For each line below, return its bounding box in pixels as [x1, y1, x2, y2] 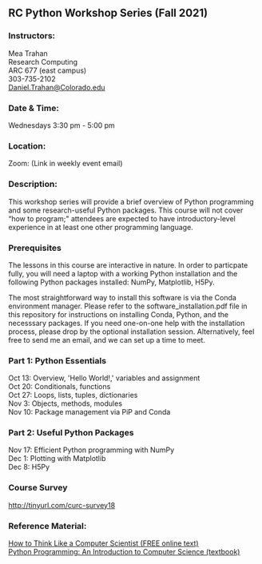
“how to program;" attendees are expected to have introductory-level [8, 213, 236, 223]
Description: [8, 179, 58, 190]
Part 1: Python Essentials [8, 355, 106, 366]
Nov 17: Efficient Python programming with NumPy [8, 445, 175, 455]
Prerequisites [8, 242, 62, 253]
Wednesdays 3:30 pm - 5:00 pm [8, 120, 116, 130]
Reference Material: [8, 520, 87, 531]
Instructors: [8, 30, 56, 42]
